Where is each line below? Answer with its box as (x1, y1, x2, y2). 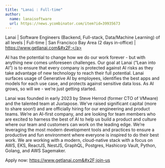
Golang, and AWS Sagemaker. (5, 148, 66, 154)
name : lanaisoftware (9, 16, 52, 21)
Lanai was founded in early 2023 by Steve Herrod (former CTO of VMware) (5, 96, 159, 101)
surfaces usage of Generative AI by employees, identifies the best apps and (5, 75, 160, 81)
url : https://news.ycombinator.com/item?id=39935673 (9, 21, 121, 26)
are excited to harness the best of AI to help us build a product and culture (5, 116, 157, 122)
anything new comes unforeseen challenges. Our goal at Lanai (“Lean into (5, 60, 156, 66)
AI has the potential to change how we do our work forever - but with (5, 55, 146, 61)
